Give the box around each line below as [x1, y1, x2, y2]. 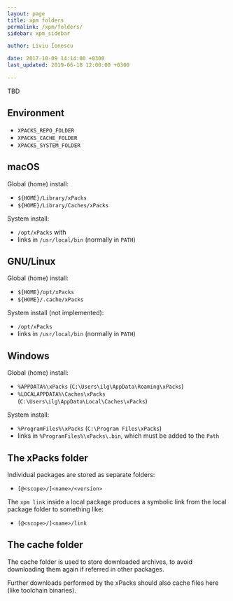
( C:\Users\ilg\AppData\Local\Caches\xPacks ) [17, 397, 148, 406]
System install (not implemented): [7, 309, 104, 317]
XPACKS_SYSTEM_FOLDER [17, 141, 80, 149]
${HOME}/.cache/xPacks [17, 296, 84, 303]
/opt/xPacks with [17, 228, 66, 236]
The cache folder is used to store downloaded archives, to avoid [7, 558, 193, 566]
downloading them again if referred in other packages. [7, 565, 164, 573]
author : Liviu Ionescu [7, 43, 73, 50]
